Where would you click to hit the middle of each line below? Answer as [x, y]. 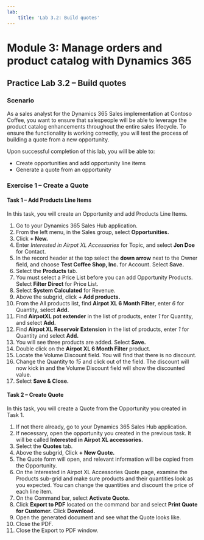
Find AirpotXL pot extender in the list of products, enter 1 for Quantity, [104, 316]
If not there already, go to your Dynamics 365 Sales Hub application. [101, 427]
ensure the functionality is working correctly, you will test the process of [97, 133]
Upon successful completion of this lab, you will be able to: [81, 151]
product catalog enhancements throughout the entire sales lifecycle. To [97, 127]
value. [23, 374]
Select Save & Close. [42, 381]
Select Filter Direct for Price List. [57, 283]
